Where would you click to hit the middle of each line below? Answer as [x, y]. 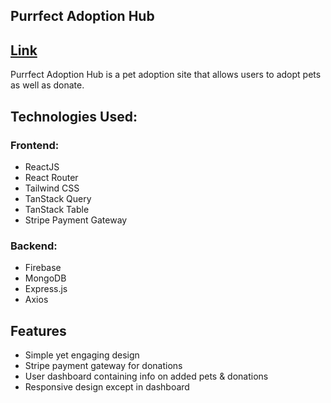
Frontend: [35, 145]
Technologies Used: [74, 116]
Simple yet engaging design [82, 355]
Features [38, 330]
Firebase [43, 268]
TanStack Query [58, 198]
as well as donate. [47, 85]
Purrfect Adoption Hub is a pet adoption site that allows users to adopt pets [166, 75]
